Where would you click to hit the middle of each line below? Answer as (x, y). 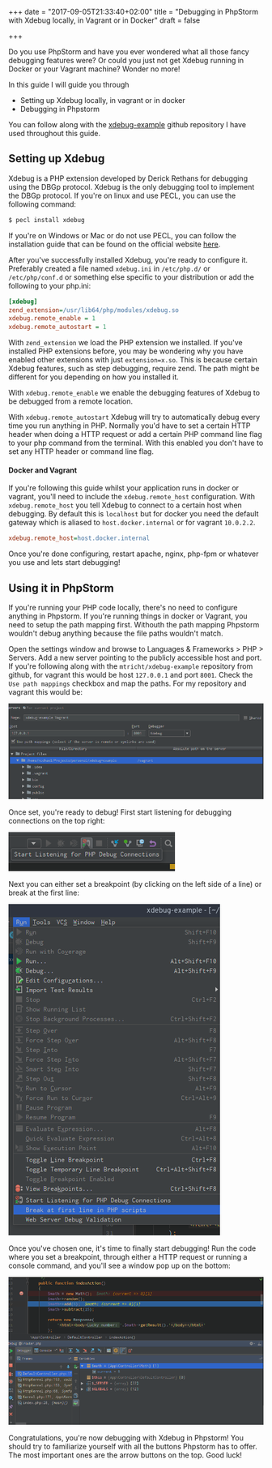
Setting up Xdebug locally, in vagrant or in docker (102, 100)
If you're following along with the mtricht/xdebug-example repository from (131, 666)
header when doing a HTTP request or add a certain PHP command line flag (135, 434)
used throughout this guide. (55, 133)
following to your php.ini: (50, 285)
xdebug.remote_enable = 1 (52, 319)
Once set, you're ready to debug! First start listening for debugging (120, 812)
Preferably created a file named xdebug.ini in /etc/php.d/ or (109, 268)
